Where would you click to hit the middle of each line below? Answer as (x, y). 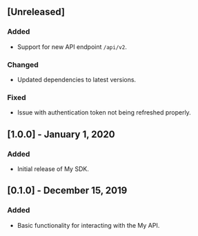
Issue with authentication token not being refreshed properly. (104, 112)
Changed (23, 64)
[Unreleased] (36, 12)
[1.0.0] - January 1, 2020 (61, 134)
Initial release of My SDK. (53, 168)
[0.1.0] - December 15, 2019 (67, 191)
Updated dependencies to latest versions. (77, 79)
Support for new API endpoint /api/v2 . (72, 47)
